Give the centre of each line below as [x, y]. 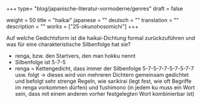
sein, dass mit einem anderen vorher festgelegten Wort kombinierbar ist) [105, 94]
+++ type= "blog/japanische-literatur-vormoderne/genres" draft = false [94, 9]
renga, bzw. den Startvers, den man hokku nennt [75, 56]
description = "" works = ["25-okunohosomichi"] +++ [73, 26]
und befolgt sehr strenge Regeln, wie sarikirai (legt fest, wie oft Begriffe [103, 81]
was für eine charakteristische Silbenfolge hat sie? [68, 44]
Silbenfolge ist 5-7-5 [40, 62]
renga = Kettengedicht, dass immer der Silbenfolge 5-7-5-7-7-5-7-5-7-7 [104, 68]
